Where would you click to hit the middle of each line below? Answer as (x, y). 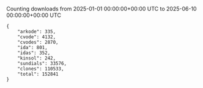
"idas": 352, (34, 53)
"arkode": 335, (37, 32)
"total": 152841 (38, 74)
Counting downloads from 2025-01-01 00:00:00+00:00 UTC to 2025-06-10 (102, 9)
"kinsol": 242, (37, 58)
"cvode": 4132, (37, 37)
